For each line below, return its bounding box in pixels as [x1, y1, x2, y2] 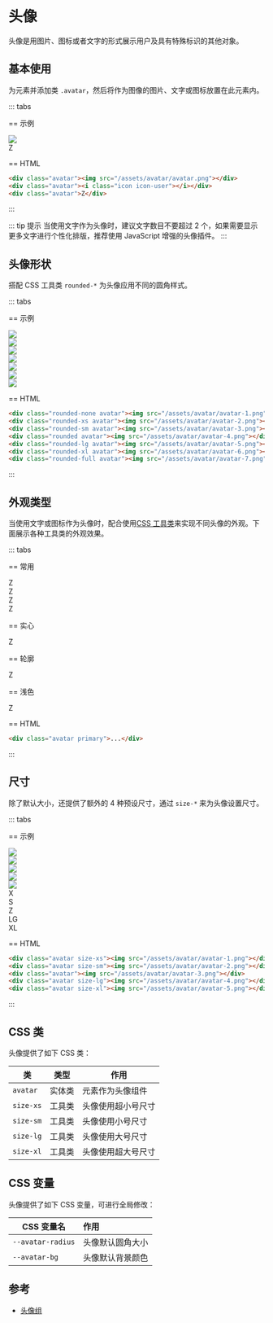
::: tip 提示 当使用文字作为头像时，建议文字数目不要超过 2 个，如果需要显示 [8, 221, 258, 230]
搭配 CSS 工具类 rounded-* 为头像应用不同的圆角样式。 [8, 280, 193, 290]
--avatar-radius [12, 1237, 76, 1246]
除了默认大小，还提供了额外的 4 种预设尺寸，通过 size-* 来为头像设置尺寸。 [8, 798, 264, 808]
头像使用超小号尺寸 [82, 1101, 156, 1111]
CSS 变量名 [21, 1220, 66, 1232]
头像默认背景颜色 [82, 1251, 149, 1263]
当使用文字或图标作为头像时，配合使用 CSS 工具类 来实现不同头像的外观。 [8, 519, 253, 528]
